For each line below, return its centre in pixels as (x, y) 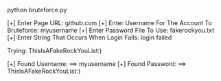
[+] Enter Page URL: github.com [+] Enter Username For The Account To (110, 23)
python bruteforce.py (37, 10)
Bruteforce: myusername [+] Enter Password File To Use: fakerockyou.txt (111, 30)
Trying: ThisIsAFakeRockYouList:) (55, 51)
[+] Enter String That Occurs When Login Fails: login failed (90, 37)
